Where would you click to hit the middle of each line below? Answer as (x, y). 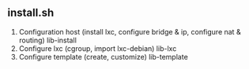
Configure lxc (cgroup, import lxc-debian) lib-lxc (98, 48)
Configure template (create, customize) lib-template (104, 56)
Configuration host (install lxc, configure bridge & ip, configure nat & (130, 31)
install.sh (31, 13)
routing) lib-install (47, 40)
